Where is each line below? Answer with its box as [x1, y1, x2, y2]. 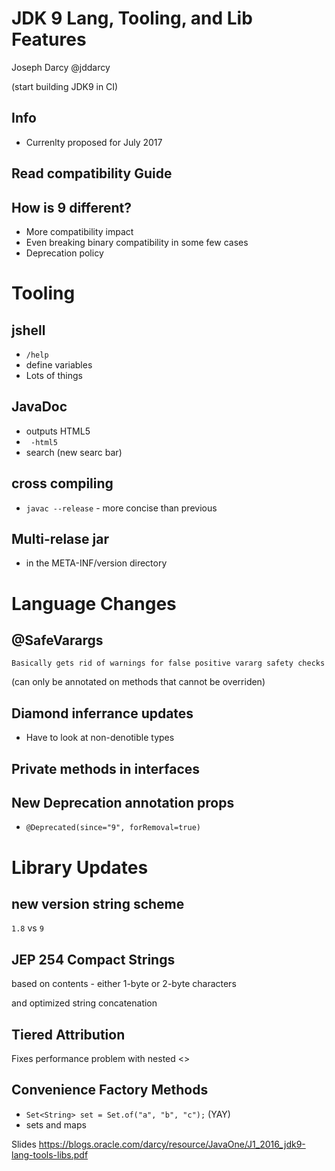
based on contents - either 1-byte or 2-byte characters [11, 978, 237, 990]
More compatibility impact [25, 225, 134, 237]
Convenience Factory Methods [11, 1082, 209, 1099]
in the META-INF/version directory [25, 557, 168, 569]
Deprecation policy [25, 247, 104, 259]
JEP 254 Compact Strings [11, 951, 176, 968]
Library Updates [11, 856, 149, 879]
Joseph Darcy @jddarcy [11, 61, 111, 73]
